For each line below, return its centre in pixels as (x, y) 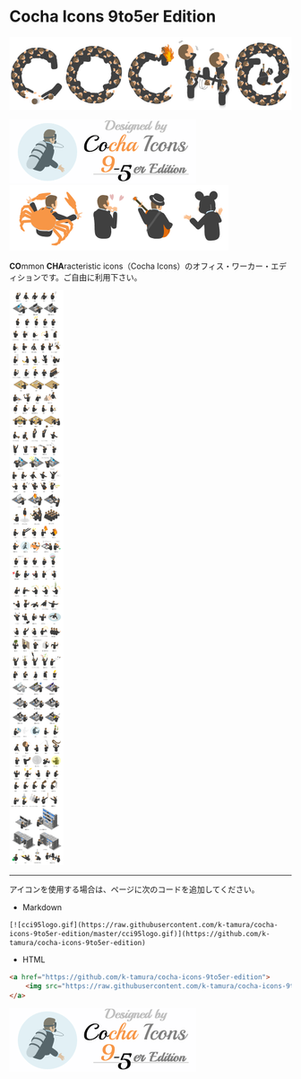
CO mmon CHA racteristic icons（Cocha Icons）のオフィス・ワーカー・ (140, 266)
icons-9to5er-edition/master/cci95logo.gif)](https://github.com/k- (140, 933)
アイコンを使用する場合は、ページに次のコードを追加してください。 (134, 889)
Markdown (42, 907)
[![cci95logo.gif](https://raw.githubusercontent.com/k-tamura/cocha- (144, 924)
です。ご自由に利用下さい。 (91, 277)
